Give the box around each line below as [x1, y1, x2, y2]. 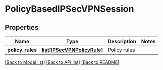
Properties [5, 23, 39, 32]
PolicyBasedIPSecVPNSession [5, 3, 134, 15]
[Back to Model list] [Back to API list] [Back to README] [5, 59, 120, 65]
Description [108, 38, 136, 45]
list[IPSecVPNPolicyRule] [41, 46, 103, 53]
